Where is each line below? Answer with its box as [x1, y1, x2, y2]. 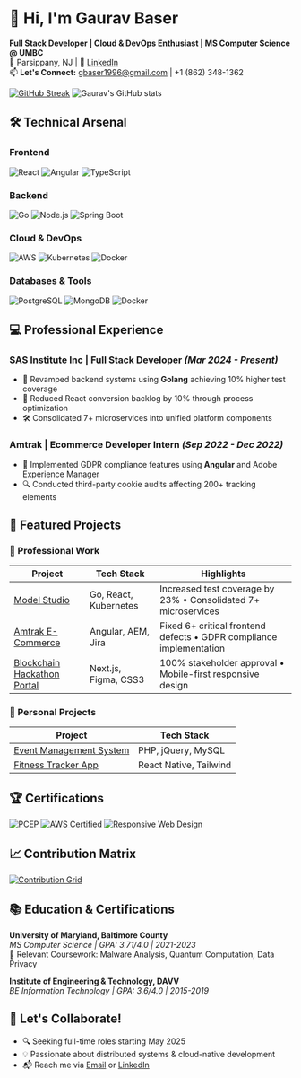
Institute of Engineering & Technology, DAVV [9, 976, 180, 986]
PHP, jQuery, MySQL [138, 744, 226, 757]
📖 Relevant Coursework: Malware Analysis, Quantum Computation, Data [9, 949, 275, 960]
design [159, 679, 189, 692]
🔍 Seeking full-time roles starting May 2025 [21, 1036, 186, 1047]
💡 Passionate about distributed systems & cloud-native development [21, 1048, 276, 1059]
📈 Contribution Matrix [9, 846, 137, 861]
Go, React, [89, 588, 133, 600]
